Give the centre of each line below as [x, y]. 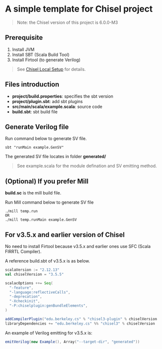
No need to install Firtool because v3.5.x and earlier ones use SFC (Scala [78, 246]
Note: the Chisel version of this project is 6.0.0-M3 [67, 22]
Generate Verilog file [37, 127]
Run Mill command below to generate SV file [49, 202]
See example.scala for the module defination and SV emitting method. [87, 166]
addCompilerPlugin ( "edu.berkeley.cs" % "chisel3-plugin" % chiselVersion [81, 319]
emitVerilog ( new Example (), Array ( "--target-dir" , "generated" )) [72, 342]
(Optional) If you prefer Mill [47, 181]
